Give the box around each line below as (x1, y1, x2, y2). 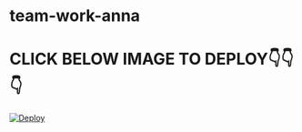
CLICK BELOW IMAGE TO (9, 49, 202, 69)
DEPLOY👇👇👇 (204, 49, 294, 69)
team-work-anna (9, 5, 141, 26)
